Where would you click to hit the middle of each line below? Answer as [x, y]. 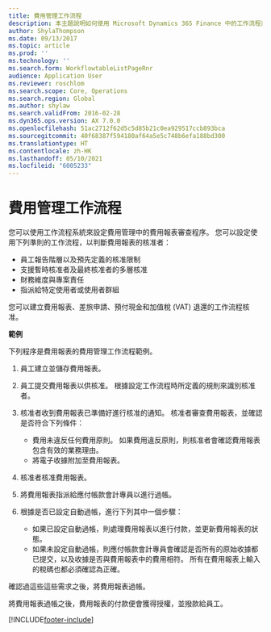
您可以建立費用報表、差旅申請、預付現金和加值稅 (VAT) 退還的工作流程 [126, 307]
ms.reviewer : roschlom [46, 83]
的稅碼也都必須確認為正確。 [78, 569]
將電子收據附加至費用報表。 [78, 460]
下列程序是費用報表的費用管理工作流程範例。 [83, 351]
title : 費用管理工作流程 [45, 16]
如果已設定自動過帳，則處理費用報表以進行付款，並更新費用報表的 [142, 529]
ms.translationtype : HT [48, 143]
